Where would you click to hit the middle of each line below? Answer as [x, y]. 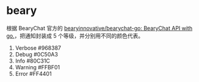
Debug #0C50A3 [36, 54]
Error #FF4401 [33, 73]
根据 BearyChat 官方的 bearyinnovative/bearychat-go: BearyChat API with [99, 28]
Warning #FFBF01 [38, 67]
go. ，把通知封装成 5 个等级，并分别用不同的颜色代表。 [75, 36]
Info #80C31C [33, 61]
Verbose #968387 [38, 48]
